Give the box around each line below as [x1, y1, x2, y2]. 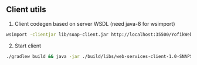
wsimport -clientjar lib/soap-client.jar [6, 32, 109, 37]
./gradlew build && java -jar [6, 53, 80, 59]
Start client [14, 42, 42, 49]
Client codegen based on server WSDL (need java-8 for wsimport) [14, 20, 175, 27]
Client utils [6, 5, 47, 15]
